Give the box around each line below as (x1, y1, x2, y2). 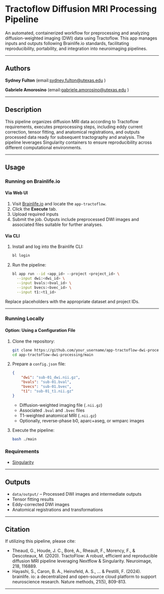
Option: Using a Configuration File (5, 328, 76, 333)
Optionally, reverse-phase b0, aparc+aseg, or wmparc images (19, 418, 144, 423)
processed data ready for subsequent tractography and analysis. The (5, 134, 145, 140)
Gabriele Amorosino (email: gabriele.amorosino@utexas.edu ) (5, 87, 129, 92)
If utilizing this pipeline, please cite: (5, 538, 76, 544)
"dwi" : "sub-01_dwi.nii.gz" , (21, 375, 81, 380)
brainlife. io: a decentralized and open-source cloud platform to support (12, 573, 157, 580)
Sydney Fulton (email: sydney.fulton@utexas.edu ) (5, 77, 106, 83)
